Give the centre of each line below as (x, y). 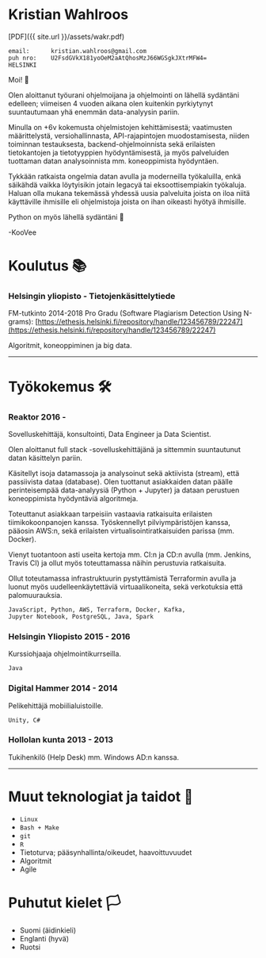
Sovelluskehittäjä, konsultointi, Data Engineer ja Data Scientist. (110, 434)
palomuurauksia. (35, 595)
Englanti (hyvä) (44, 938)
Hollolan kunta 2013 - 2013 (61, 740)
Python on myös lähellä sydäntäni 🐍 (66, 217)
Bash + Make (39, 828)
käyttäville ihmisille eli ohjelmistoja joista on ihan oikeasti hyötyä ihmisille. (127, 201)
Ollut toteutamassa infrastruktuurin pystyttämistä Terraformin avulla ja (122, 578)
